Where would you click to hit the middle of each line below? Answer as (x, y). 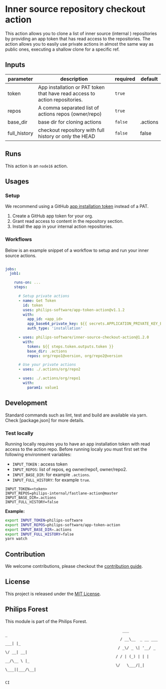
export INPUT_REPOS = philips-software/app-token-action (63, 525)
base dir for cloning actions (70, 122)
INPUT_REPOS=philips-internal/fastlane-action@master (62, 493)
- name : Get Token (37, 301)
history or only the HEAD (66, 136)
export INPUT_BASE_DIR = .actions (38, 530)
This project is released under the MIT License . (53, 594)
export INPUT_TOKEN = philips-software (44, 520)
